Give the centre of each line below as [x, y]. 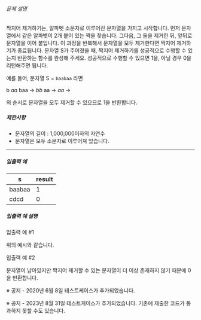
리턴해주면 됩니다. [27, 66]
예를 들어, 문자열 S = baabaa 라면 [45, 78]
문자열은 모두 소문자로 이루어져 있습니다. [62, 141]
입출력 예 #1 [20, 232]
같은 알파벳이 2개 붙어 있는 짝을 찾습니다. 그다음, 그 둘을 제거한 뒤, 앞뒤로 [107, 36]
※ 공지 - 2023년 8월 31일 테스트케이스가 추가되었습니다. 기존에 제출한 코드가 [95, 303]
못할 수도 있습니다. [44, 311]
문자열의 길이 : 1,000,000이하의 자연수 [60, 133]
